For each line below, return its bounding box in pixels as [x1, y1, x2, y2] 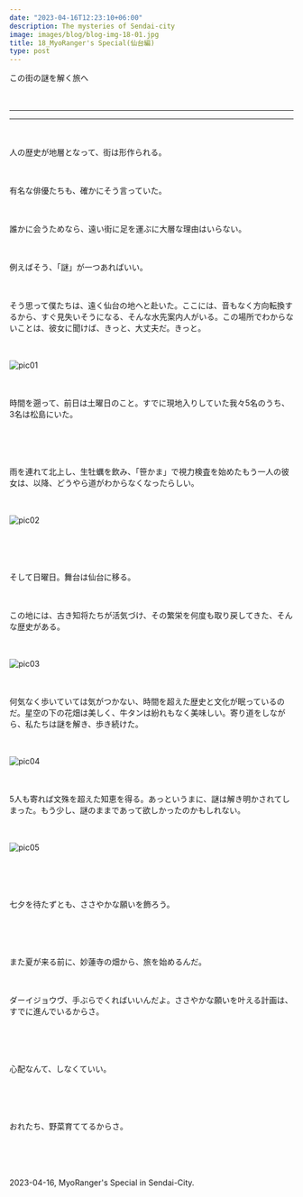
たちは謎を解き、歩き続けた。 [32, 718, 144, 730]
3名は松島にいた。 [9, 409, 78, 420]
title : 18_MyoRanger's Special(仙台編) [9, 38, 155, 48]
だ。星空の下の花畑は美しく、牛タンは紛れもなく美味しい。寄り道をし [9, 708, 271, 718]
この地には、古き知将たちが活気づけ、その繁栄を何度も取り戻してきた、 [9, 610, 278, 621]
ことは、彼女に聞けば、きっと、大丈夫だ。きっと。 [16, 323, 206, 334]
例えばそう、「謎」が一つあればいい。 [9, 262, 148, 273]
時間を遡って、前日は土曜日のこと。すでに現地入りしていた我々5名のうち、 [9, 397, 290, 408]
